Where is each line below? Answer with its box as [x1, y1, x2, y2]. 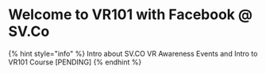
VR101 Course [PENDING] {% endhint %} [8, 57, 142, 67]
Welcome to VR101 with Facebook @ [8, 6, 253, 24]
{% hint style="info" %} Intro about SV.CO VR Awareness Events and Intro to [8, 49, 258, 58]
